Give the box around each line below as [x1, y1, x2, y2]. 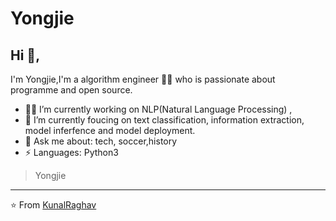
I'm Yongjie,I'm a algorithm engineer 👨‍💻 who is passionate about [10, 73, 276, 85]
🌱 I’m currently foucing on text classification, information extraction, [24, 114, 305, 126]
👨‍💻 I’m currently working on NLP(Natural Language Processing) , [24, 103, 293, 115]
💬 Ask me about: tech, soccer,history [24, 135, 178, 147]
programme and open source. [10, 84, 133, 96]
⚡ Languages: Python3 [24, 147, 119, 158]
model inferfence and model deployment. [24, 125, 196, 136]
